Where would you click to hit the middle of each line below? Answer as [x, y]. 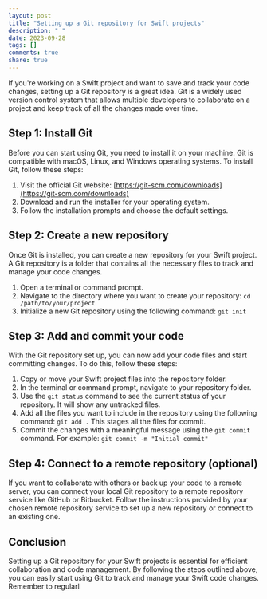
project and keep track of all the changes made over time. [103, 108]
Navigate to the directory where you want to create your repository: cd [135, 295]
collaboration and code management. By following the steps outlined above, [133, 569]
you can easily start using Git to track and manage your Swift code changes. [133, 577]
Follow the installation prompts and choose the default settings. [124, 210]
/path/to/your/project [57, 303]
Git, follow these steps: [46, 169]
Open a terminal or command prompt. [82, 287]
